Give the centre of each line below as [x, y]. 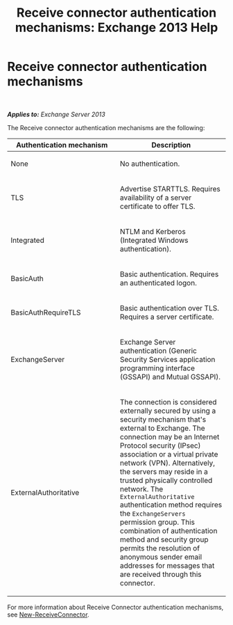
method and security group [164, 539]
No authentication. [150, 164]
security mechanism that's [163, 419]
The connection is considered [169, 402]
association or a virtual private [169, 454]
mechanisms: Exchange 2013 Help [116, 27]
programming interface [158, 368]
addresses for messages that [167, 565]
